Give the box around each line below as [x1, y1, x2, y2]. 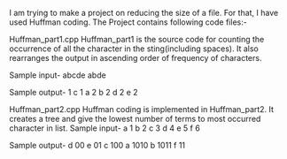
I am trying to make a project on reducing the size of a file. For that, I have [9, 8, 279, 18]
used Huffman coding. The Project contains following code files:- [9, 17, 248, 27]
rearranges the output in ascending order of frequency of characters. [9, 53, 262, 63]
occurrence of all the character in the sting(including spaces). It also [9, 43, 259, 54]
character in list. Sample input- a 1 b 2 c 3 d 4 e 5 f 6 [9, 123, 201, 133]
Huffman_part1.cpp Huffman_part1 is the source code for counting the [9, 34, 265, 44]
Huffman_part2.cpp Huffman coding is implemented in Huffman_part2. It [9, 104, 275, 114]
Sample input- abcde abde [9, 70, 106, 80]
